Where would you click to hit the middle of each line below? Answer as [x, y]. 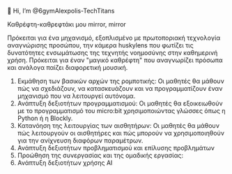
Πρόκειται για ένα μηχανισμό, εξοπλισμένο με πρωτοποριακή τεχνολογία [114, 38]
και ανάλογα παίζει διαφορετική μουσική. [68, 67]
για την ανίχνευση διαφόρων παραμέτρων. [80, 140]
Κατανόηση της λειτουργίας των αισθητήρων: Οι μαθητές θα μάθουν [118, 125]
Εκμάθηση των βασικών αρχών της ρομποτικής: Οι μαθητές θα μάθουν [121, 81]
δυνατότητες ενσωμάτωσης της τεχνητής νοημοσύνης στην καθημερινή [113, 53]
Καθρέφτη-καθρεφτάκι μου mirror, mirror [67, 24]
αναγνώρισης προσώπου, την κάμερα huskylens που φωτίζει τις [100, 45]
